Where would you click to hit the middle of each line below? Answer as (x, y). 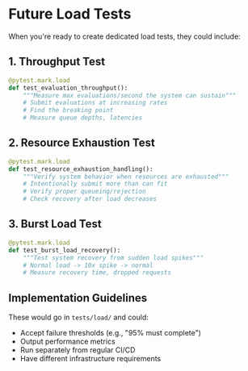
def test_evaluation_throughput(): (68, 88)
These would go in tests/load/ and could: (79, 317)
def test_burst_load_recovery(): (65, 250)
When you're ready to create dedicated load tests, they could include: (124, 36)
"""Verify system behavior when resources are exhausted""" (126, 177)
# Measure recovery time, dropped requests (97, 273)
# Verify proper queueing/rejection (85, 192)
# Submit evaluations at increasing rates (95, 103)
